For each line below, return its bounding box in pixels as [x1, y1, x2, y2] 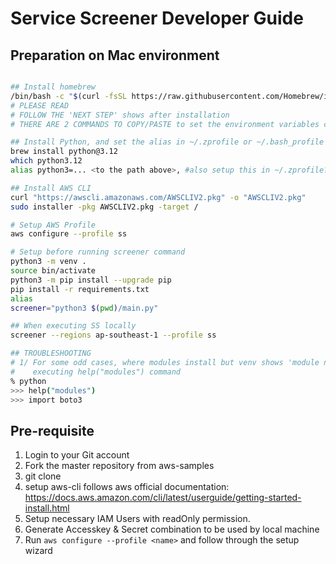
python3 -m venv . [10, 257, 87, 267]
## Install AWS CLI [10, 183, 92, 193]
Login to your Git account [24, 449, 130, 461]
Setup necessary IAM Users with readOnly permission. [24, 513, 251, 525]
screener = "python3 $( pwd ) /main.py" [10, 303, 159, 313]
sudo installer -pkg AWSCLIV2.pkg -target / [10, 202, 199, 212]
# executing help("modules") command [10, 367, 182, 377]
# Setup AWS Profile [10, 220, 97, 230]
